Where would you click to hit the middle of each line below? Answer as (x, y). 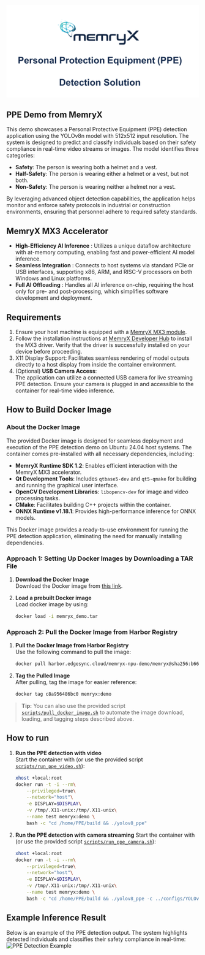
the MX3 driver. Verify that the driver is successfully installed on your (102, 345)
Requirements (34, 317)
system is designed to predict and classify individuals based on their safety (101, 142)
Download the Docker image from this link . (69, 586)
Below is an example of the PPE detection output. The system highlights (97, 932)
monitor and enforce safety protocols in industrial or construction (89, 205)
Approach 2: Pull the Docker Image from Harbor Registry (92, 632)
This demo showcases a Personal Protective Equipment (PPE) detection (97, 129)
